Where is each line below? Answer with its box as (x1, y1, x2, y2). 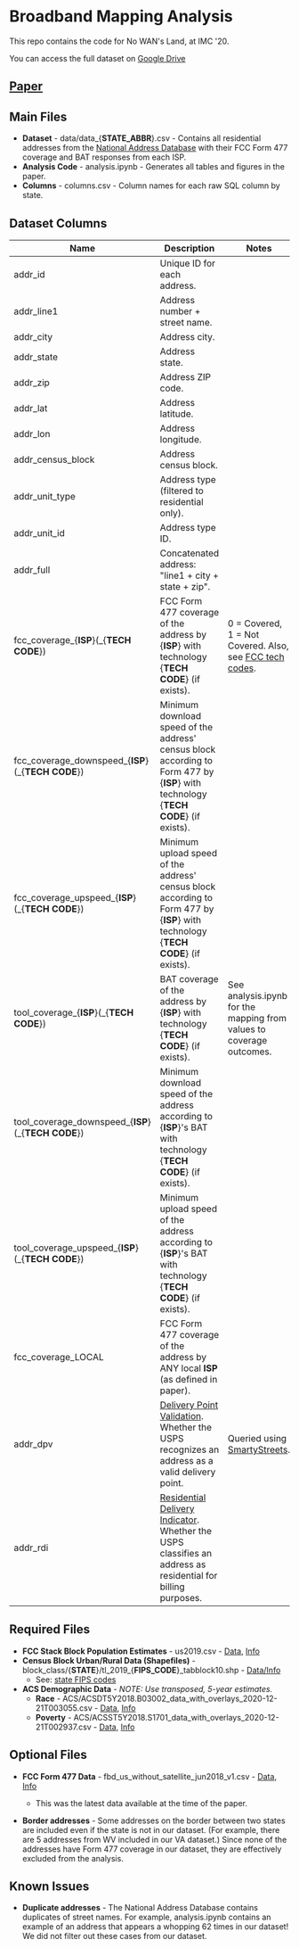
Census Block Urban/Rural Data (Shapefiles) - (21, 1655, 196, 1665)
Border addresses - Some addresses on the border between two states (21, 1815, 287, 1826)
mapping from (227, 1011, 287, 1024)
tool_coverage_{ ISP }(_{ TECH (13, 1006, 134, 1019)
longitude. (159, 433, 202, 445)
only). (159, 507, 184, 519)
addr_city (13, 330, 53, 343)
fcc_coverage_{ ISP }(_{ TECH (13, 633, 132, 646)
